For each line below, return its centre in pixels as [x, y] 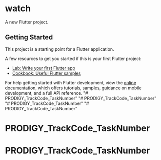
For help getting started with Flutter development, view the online [71, 82]
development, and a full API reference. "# [47, 93]
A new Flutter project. [27, 22]
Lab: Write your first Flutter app [44, 68]
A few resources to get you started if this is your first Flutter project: [73, 59]
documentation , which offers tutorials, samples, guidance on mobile [73, 88]
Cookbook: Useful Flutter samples [46, 73]
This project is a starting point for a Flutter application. [60, 49]
